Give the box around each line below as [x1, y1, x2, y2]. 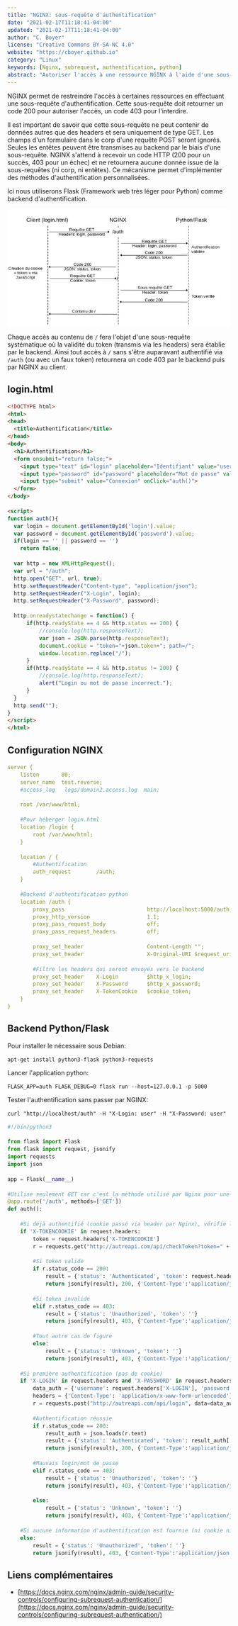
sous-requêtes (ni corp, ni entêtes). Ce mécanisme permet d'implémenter [7, 165, 223, 174]
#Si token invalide [33, 1295, 91, 1302]
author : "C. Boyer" [7, 34, 65, 41]
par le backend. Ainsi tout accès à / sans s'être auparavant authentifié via [7, 347, 223, 356]
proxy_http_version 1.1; [33, 913, 160, 921]
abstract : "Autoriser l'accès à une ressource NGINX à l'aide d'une [7, 71, 214, 78]
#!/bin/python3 [7, 1123, 52, 1131]
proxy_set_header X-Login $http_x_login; [33, 973, 192, 980]
